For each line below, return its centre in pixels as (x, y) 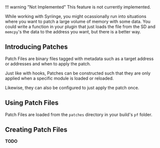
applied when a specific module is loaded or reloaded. (60, 78)
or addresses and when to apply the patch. (48, 64)
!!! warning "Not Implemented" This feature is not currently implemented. (78, 7)
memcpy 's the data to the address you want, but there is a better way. (73, 32)
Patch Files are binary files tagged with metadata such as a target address (80, 59)
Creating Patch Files (36, 130)
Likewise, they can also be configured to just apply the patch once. (72, 88)
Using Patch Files (32, 103)
